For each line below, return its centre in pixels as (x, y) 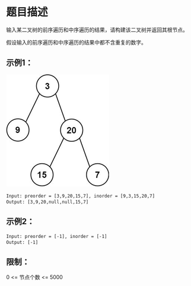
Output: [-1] (22, 242)
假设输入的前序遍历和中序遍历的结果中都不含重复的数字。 (76, 42)
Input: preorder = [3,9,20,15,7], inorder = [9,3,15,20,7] (81, 196)
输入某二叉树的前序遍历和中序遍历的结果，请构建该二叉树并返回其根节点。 (97, 30)
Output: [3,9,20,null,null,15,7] (47, 202)
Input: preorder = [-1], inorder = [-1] (57, 236)
